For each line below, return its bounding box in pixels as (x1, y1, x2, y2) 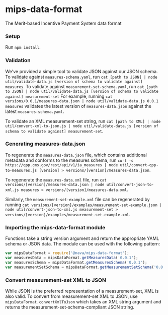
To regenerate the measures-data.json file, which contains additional (5, 152, 147, 158)
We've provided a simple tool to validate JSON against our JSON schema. (5, 68, 158, 74)
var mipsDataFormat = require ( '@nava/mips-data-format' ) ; (5, 250, 129, 256)
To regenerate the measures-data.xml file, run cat (5, 176, 107, 182)
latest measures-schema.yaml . (5, 108, 64, 114)
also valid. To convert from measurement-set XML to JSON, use (5, 293, 138, 299)
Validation (5, 57, 31, 64)
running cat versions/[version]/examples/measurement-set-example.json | (5, 202, 162, 208)
